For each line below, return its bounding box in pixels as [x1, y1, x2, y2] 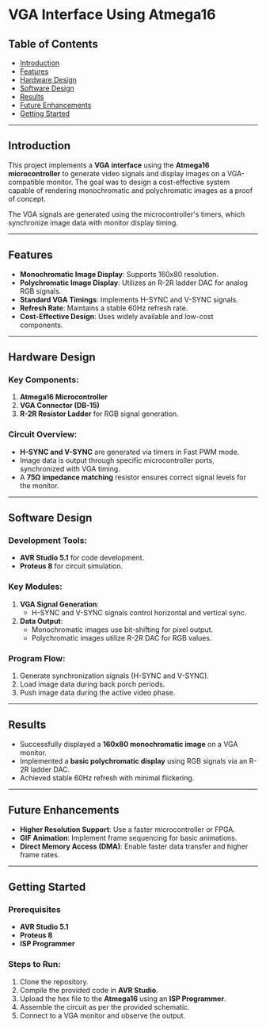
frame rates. [19, 849, 60, 859]
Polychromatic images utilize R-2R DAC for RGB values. [31, 633, 212, 642]
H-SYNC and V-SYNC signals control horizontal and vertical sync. [31, 607, 247, 617]
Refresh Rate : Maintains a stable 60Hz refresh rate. [19, 303, 188, 313]
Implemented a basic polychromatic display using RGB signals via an [19, 756, 248, 765]
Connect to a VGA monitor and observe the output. [19, 1011, 186, 1020]
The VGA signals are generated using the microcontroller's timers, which [8, 209, 245, 219]
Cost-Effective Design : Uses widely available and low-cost [19, 311, 214, 321]
